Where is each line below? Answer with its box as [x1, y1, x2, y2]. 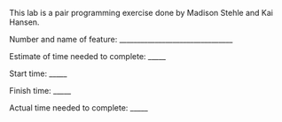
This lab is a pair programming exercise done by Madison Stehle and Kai [9, 8, 273, 18]
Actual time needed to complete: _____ [9, 103, 148, 113]
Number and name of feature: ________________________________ [9, 34, 233, 44]
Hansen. [9, 17, 40, 27]
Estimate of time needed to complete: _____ [9, 51, 167, 61]
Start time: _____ [9, 68, 67, 79]
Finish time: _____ [9, 86, 72, 95]
